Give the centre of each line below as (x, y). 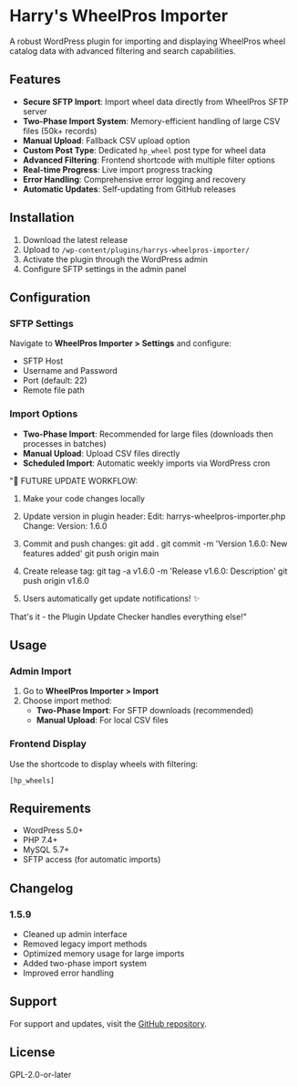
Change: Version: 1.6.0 (65, 525)
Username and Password (70, 371)
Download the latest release (75, 239)
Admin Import (41, 670)
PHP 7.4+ (40, 840)
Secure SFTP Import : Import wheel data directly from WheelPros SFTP (155, 101)
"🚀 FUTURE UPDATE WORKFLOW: (74, 480)
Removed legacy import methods (85, 944)
